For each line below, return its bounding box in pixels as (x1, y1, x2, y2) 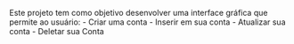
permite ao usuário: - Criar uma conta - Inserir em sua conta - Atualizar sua (9, 17, 287, 27)
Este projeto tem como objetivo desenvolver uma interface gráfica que (9, 8, 268, 18)
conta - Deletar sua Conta (9, 26, 104, 36)
